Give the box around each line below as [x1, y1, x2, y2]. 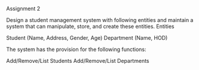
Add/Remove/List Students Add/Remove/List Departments [6, 58, 149, 64]
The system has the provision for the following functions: [6, 46, 146, 53]
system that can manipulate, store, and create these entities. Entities [6, 23, 174, 30]
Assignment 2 [6, 5, 41, 12]
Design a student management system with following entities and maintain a [6, 17, 194, 23]
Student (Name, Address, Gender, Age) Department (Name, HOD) [6, 34, 168, 41]
